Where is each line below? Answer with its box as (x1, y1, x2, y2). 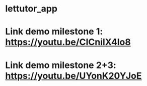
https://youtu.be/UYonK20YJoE (5, 70, 142, 81)
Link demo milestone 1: (5, 26, 103, 37)
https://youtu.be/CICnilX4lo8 (5, 36, 131, 48)
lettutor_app (5, 3, 58, 14)
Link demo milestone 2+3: (5, 59, 117, 70)
